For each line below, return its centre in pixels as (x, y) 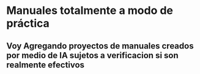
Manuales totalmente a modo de (90, 11)
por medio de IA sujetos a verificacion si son (92, 55)
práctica (28, 23)
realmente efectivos (45, 65)
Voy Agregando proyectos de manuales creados (100, 46)
